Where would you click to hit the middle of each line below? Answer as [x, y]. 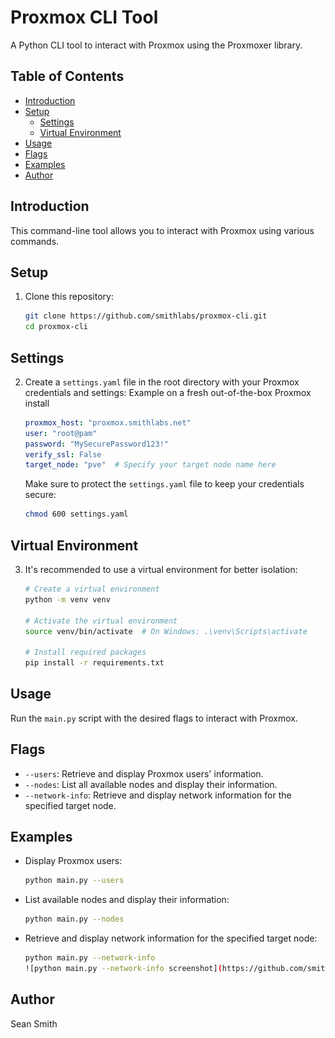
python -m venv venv [67, 599]
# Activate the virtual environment [101, 621]
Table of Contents [67, 76]
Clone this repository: [69, 297]
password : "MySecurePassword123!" [96, 444]
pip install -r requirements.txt [94, 663]
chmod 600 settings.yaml [76, 514]
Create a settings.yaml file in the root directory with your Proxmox [162, 382]
